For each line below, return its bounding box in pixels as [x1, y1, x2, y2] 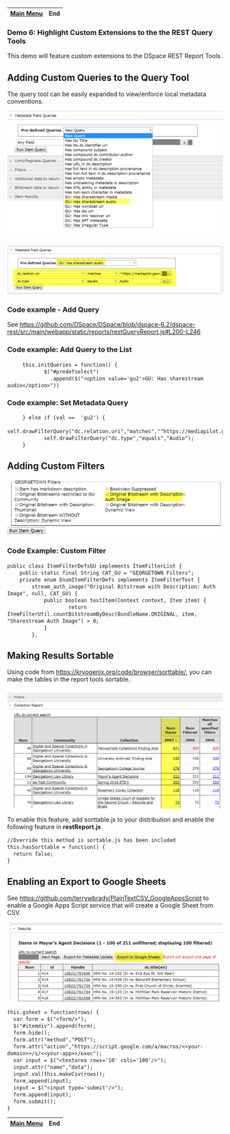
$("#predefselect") [43, 368, 99, 375]
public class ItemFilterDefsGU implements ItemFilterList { [7, 562, 183, 570]
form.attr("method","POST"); [13, 1037, 97, 1043]
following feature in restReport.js [7, 822, 101, 831]
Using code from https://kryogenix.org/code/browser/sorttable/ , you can [7, 668, 212, 676]
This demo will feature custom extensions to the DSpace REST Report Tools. [7, 52, 222, 60]
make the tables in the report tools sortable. [7, 675, 131, 684]
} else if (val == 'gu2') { [22, 414, 106, 421]
